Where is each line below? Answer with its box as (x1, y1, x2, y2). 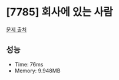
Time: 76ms (14, 61, 44, 68)
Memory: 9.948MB (14, 67, 61, 74)
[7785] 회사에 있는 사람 (6, 5, 113, 19)
